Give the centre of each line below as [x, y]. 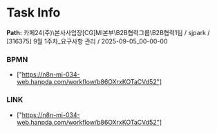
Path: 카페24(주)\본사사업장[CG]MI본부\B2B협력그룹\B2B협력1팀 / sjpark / [108, 32]
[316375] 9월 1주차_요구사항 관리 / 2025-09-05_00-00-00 [87, 41]
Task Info [34, 13]
